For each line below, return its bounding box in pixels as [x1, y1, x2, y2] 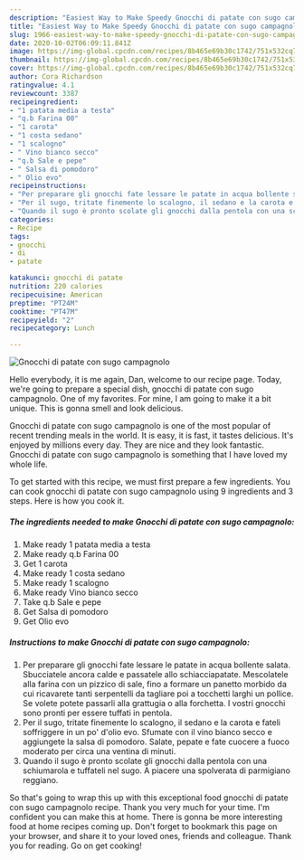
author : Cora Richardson [9, 72, 103, 81]
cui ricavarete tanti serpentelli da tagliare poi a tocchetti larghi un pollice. [22, 688, 294, 699]
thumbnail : [9, 55, 51, 64]
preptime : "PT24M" [9, 298, 79, 307]
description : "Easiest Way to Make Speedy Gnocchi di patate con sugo [9, 13, 281, 23]
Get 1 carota [22, 558, 68, 570]
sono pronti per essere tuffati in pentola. [22, 707, 173, 719]
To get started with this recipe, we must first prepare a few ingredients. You [9, 477, 291, 487]
